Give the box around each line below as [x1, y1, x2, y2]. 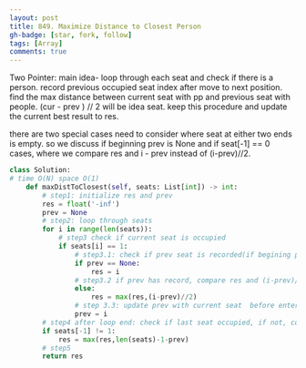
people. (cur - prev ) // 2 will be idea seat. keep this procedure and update [9, 101, 288, 112]
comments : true [9, 47, 67, 56]
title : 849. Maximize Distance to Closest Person [9, 22, 202, 31]
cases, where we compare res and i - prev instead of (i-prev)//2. [9, 148, 251, 159]
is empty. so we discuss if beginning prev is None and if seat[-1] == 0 [9, 138, 270, 149]
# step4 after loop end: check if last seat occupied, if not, [42, 318, 287, 327]
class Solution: [9, 166, 71, 175]
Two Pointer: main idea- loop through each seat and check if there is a [9, 72, 274, 83]
